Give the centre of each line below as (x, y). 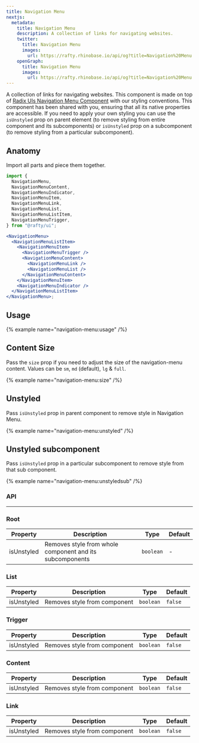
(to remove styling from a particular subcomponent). (70, 132)
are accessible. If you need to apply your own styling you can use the (91, 114)
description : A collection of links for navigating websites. (95, 34)
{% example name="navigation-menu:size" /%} (64, 380)
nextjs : (16, 17)
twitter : (28, 39)
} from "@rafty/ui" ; (32, 226)
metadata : (23, 22)
